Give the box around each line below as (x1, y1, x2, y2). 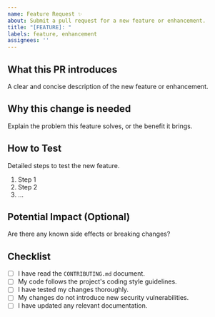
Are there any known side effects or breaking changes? (7, 229, 171, 239)
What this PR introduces (7, 63, 118, 76)
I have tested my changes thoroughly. (17, 286, 129, 294)
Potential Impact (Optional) (7, 211, 131, 223)
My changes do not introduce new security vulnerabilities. (17, 293, 189, 302)
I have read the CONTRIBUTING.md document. (17, 269, 145, 278)
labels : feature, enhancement (7, 30, 98, 38)
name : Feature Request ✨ (7, 10, 83, 18)
